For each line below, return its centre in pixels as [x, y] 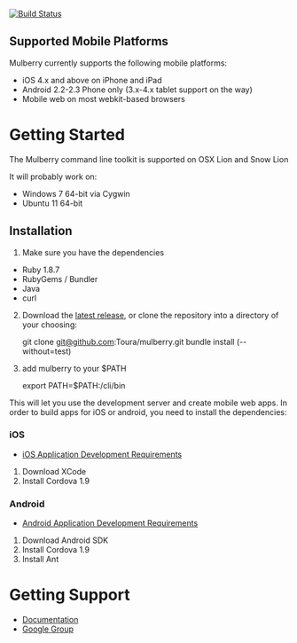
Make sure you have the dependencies [93, 252]
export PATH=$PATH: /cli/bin [74, 385]
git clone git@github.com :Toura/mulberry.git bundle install [128, 341]
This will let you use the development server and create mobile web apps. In [148, 403]
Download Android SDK [65, 540]
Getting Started [67, 135]
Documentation [50, 620]
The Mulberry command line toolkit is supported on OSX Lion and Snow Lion [149, 159]
